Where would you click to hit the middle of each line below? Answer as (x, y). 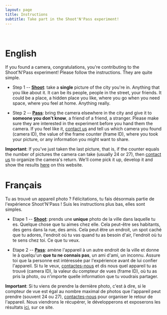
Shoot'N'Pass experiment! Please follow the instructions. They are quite (79, 72)
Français (23, 185)
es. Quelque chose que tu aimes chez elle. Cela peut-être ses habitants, (86, 224)
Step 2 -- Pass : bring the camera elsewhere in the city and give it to (82, 113)
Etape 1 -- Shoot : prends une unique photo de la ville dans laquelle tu (84, 219)
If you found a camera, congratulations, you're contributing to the (72, 67)
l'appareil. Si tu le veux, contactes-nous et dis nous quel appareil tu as (84, 266)
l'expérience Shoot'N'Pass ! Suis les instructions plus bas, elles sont (75, 204)
